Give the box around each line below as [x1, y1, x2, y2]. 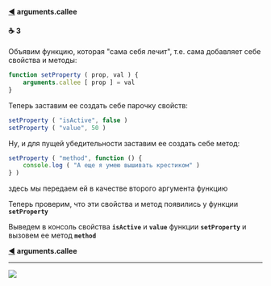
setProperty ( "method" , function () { [8, 154, 143, 162]
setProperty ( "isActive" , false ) [8, 116, 128, 124]
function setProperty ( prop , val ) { [8, 71, 139, 79]
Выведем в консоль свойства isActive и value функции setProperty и [8, 222, 247, 232]
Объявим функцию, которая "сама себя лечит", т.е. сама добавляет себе [8, 47, 261, 57]
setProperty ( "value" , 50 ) [8, 124, 106, 132]
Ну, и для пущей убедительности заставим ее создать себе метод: [8, 138, 240, 148]
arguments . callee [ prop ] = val [23, 78, 135, 87]
